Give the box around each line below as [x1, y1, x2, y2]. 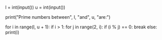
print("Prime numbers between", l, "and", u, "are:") [5, 14, 111, 20]
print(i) [5, 29, 19, 35]
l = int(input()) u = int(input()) [5, 5, 66, 10]
